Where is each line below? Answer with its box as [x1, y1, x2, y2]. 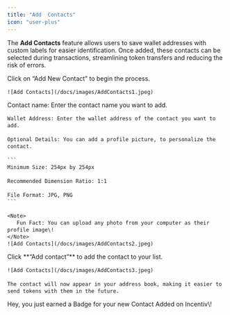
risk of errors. [7, 60, 47, 69]
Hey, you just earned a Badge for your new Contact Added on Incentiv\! [7, 300, 212, 308]
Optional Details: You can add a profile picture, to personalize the [7, 136, 216, 143]
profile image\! [7, 226, 54, 233]
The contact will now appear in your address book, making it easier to [7, 280, 222, 288]
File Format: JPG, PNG [7, 191, 73, 198]
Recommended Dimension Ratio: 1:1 [7, 177, 108, 184]
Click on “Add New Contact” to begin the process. [7, 74, 151, 83]
